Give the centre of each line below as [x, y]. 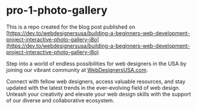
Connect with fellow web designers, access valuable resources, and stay [96, 81]
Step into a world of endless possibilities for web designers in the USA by [96, 64]
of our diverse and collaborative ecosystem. [60, 100]
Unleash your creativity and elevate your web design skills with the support [98, 94]
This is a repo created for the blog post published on [71, 27]
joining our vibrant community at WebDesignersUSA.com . [77, 70]
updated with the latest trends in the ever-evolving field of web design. [93, 87]
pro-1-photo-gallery [57, 10]
